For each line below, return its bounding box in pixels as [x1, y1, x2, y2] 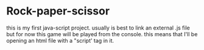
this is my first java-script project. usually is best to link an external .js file [6, 24, 190, 31]
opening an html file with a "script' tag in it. [6, 37, 114, 44]
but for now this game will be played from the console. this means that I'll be [6, 30, 198, 37]
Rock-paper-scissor [6, 4, 110, 18]
